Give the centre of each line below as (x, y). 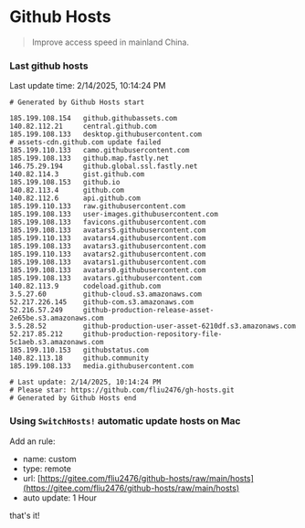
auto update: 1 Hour (60, 497)
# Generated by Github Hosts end (73, 398)
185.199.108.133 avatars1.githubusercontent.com (108, 262)
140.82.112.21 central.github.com (83, 127)
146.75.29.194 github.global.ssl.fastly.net (104, 166)
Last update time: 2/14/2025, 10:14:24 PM (88, 86)
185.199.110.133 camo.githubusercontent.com (100, 151)
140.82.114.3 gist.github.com (77, 174)
